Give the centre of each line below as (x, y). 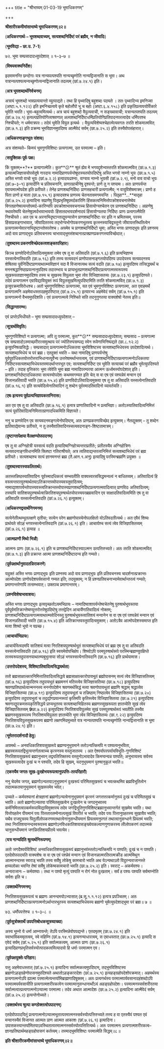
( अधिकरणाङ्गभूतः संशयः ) (25, 138)
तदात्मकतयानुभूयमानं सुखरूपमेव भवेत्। (35, 787)
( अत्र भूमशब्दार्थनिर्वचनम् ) (24, 91)
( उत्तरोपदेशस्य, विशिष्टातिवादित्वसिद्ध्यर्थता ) (37, 666)
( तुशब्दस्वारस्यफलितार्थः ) (23, 467)
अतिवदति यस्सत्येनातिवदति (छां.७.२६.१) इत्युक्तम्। (45, 498)
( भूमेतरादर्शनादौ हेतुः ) (21, 736)
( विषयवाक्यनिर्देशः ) (19, 66)
